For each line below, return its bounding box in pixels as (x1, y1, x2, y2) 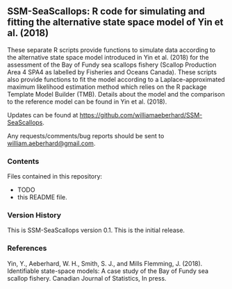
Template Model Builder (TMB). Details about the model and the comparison (7, 90, 225, 98)
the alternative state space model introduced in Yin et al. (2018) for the (7, 53, 210, 61)
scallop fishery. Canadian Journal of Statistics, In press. (7, 274, 167, 282)
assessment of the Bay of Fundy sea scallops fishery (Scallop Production (7, 60, 217, 69)
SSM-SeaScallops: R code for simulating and (7, 6, 206, 17)
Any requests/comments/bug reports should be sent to (7, 131, 165, 140)
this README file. (17, 193, 67, 201)
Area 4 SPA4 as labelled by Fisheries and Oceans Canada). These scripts (7, 67, 217, 76)
